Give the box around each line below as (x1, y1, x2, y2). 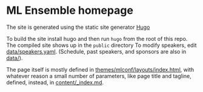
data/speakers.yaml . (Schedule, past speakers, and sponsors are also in (6, 48, 187, 55)
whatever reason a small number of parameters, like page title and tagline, (6, 72, 192, 79)
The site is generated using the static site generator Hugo (6, 23, 150, 31)
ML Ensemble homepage (6, 4, 133, 17)
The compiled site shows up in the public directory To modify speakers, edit (6, 41, 197, 49)
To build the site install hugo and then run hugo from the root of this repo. (6, 35, 188, 42)
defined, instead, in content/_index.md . (6, 79, 104, 86)
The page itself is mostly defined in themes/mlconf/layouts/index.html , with (6, 66, 195, 73)
